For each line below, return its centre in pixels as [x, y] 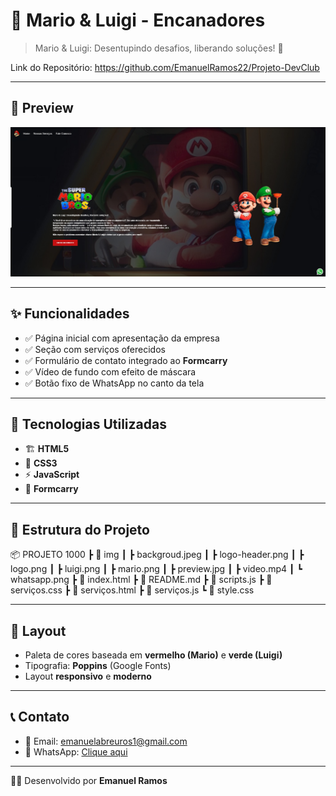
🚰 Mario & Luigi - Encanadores [138, 20]
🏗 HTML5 [47, 449]
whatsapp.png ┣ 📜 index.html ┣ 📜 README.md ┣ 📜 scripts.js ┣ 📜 [141, 580]
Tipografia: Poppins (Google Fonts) [98, 665]
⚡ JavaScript [52, 475]
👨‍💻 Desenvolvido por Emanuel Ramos [89, 780]
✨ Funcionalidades [70, 314]
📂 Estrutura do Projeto [80, 529]
